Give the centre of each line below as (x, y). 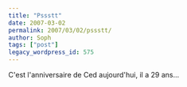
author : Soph (30, 38)
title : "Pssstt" (35, 15)
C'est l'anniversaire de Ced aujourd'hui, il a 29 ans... (94, 75)
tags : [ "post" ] (33, 45)
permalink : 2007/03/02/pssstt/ (60, 30)
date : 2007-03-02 (37, 23)
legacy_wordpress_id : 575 (51, 52)
